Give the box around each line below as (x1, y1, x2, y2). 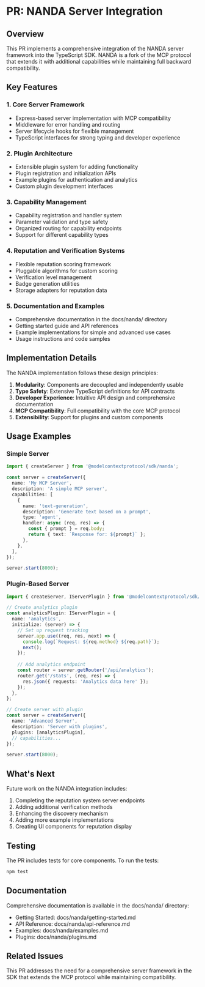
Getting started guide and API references (15, 322, 119, 329)
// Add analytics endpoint (17, 661, 86, 668)
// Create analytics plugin (6, 605, 78, 611)
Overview (6, 29, 45, 39)
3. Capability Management (6, 198, 87, 206)
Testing (6, 840, 36, 851)
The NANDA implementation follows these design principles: (6, 369, 159, 376)
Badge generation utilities (15, 280, 80, 287)
